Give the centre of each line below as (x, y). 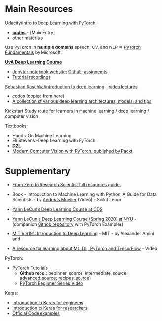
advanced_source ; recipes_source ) (55, 278)
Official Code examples (36, 313)
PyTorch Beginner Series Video (51, 283)
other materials (28, 38)
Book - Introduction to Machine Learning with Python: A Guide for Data (84, 194)
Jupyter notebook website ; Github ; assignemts (60, 71)
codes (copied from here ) (38, 96)
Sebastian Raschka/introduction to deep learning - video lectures (71, 86)
